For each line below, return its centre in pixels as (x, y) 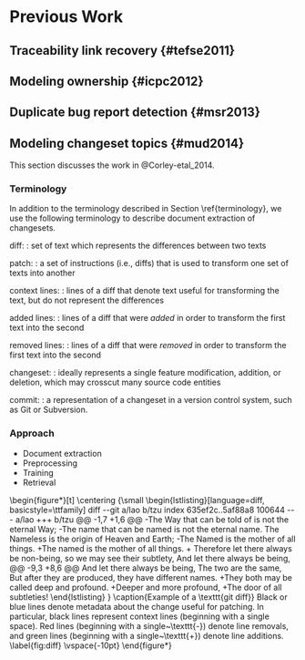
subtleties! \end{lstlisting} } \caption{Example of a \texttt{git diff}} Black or (149, 597)
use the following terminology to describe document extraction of (132, 218)
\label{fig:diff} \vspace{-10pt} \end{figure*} (91, 645)
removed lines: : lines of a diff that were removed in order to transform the (148, 345)
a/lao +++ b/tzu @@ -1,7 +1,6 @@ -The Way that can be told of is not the (152, 519)
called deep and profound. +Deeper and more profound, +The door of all (146, 587)
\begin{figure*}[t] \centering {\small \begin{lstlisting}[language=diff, (137, 500)
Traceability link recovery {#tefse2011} (122, 51)
